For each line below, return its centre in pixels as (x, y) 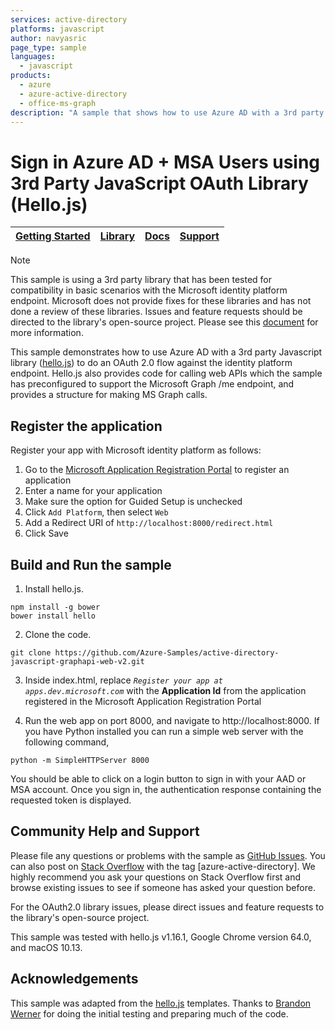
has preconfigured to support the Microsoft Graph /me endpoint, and (152, 384)
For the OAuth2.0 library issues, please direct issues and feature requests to (167, 907)
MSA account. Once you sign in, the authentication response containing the (166, 789)
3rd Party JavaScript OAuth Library (159, 183)
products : (31, 76)
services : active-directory (69, 19)
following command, (67, 742)
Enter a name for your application (93, 491)
